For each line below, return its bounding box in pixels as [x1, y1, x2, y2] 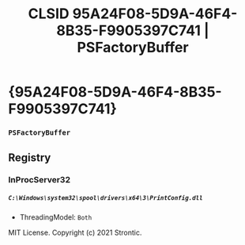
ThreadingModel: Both [19, 212, 92, 222]
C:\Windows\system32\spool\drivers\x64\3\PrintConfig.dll [8, 194, 203, 202]
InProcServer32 [8, 174, 71, 186]
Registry [8, 151, 51, 164]
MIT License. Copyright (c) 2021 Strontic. [8, 228, 142, 238]
